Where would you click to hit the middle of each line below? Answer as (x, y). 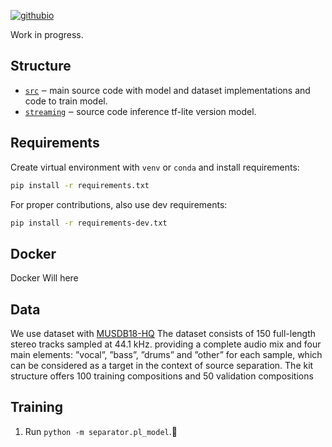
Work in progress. (47, 34)
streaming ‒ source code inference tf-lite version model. (140, 111)
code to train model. (66, 101)
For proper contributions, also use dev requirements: (119, 204)
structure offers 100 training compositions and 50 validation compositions (162, 376)
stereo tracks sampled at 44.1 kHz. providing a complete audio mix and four (166, 344)
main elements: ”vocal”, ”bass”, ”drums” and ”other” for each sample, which (166, 354)
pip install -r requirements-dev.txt (89, 223)
